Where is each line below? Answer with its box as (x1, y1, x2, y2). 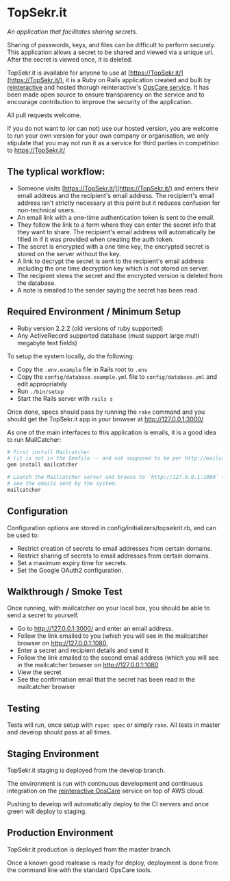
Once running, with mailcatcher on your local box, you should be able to (7, 604, 210, 612)
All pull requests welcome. (7, 111, 81, 119)
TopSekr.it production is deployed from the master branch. (7, 845, 172, 854)
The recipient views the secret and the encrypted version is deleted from (16, 271, 223, 280)
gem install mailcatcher (7, 461, 78, 469)
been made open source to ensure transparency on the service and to (7, 90, 205, 99)
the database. (16, 279, 56, 287)
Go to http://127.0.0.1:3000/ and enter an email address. (16, 625, 173, 633)
